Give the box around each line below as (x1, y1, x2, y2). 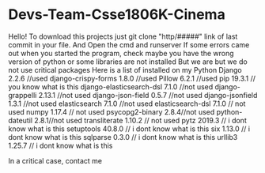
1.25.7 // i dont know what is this (8, 141, 113, 150)
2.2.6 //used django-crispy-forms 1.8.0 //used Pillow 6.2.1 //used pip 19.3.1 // (8, 73, 256, 83)
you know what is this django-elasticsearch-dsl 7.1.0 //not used (8, 81, 214, 92)
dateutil (8, 115, 33, 125)
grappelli (8, 90, 37, 100)
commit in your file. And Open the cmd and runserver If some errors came (8, 39, 250, 49)
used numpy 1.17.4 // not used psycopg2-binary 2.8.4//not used (8, 107, 215, 116)
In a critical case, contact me (8, 156, 103, 165)
